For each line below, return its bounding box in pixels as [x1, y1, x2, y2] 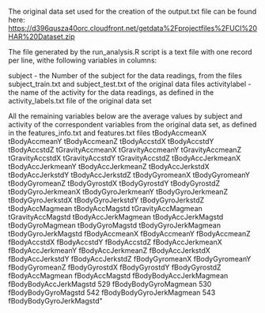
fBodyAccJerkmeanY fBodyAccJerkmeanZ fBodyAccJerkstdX [8, 246, 211, 255]
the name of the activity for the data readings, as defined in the [8, 88, 214, 97]
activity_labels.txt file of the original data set [8, 96, 152, 105]
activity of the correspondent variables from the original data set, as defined [8, 120, 257, 129]
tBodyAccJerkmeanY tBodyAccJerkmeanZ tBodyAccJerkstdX [8, 162, 210, 171]
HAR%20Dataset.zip [8, 32, 75, 41]
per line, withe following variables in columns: [8, 55, 157, 65]
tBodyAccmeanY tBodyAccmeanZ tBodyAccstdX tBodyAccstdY [8, 137, 214, 145]
